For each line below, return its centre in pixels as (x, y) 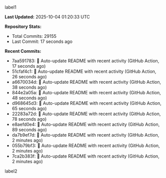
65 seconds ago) (29, 108)
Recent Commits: (23, 51)
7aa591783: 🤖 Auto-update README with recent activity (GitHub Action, (85, 61)
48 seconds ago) (29, 98)
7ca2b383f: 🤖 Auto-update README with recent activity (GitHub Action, (86, 156)
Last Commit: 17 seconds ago (42, 41)
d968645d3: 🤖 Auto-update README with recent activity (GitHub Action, (86, 103)
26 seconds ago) (29, 77)
